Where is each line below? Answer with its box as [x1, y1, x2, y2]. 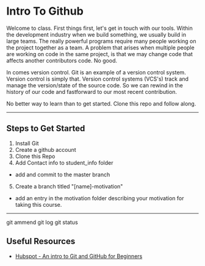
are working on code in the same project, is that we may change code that [6, 50, 193, 57]
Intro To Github [6, 4, 84, 18]
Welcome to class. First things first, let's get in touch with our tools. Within [6, 24, 193, 32]
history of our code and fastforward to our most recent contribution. [6, 88, 178, 95]
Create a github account [15, 146, 76, 153]
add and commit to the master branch [15, 171, 110, 178]
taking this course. [15, 201, 62, 208]
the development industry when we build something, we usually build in [6, 31, 186, 38]
